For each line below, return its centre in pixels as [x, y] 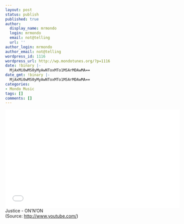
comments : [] [19, 98]
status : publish [22, 14]
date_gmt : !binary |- [28, 75]
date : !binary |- [23, 65]
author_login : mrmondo [29, 47]
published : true [22, 19]
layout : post [19, 10]
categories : [17, 84]
